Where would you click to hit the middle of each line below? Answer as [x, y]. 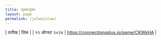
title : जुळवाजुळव [20, 10]
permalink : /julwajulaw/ [31, 19]
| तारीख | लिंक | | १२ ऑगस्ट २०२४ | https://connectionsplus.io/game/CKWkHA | [81, 33]
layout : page [19, 14]
